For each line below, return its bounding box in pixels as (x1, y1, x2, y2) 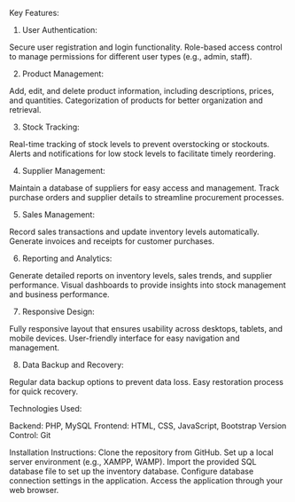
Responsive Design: (21, 306, 95, 317)
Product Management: (21, 68, 105, 79)
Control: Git (9, 430, 51, 440)
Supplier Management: (21, 166, 106, 176)
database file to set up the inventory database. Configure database (9, 466, 254, 476)
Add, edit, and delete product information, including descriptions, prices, (9, 86, 275, 96)
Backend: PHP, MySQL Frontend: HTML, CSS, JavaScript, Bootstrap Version (9, 420, 287, 431)
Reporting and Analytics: (21, 253, 113, 263)
